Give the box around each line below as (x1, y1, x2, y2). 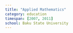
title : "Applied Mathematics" (5, 7, 67, 12)
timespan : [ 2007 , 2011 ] (5, 16, 54, 21)
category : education (5, 12, 47, 16)
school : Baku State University (5, 20, 69, 26)
